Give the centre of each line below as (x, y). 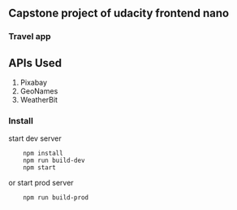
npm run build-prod (56, 198)
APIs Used (35, 63)
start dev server (35, 138)
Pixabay (33, 83)
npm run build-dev (54, 161)
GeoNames (39, 91)
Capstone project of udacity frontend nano (119, 13)
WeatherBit (39, 100)
